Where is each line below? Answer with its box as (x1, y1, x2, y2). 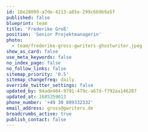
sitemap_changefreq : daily (6, 77, 75, 83)
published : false (6, 15, 50, 21)
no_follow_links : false (6, 65, 67, 72)
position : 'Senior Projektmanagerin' (6, 32, 102, 38)
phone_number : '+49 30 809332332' (6, 99, 94, 105)
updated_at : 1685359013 (6, 94, 67, 100)
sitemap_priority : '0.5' (6, 71, 69, 77)
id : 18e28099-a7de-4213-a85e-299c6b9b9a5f (6, 9, 115, 15)
